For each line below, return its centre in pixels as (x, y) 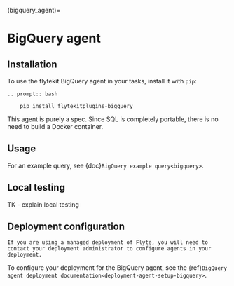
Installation (32, 64)
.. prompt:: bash (33, 94)
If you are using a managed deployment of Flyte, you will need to (108, 243)
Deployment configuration (66, 227)
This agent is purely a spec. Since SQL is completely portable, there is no (113, 119)
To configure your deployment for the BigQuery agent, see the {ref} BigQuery (117, 268)
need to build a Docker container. (55, 127)
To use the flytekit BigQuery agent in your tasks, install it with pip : (102, 81)
